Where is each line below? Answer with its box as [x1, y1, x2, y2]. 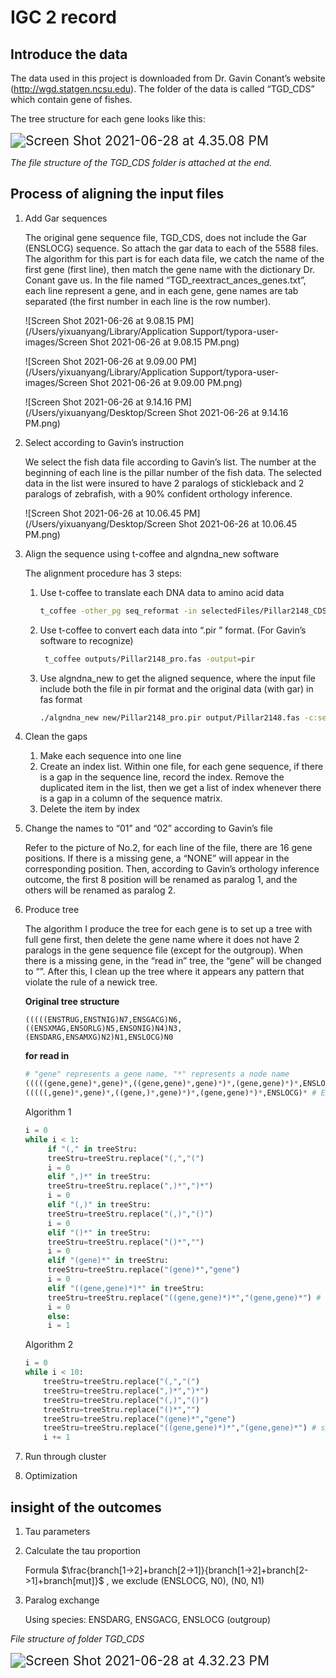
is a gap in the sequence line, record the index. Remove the [39, 771, 285, 783]
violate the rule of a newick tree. [24, 976, 158, 988]
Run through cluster [24, 1451, 107, 1463]
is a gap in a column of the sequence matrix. [39, 792, 223, 805]
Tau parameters [24, 1526, 91, 1537]
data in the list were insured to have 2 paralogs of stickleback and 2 [24, 477, 305, 489]
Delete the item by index [39, 803, 140, 815]
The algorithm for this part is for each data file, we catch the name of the [24, 252, 325, 265]
